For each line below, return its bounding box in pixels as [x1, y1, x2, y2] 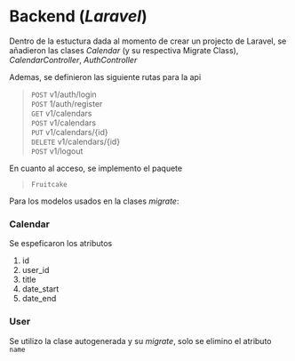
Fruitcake [30, 180, 68, 189]
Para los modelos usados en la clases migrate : [9, 196, 179, 206]
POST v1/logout [30, 145, 84, 156]
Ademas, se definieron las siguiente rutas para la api [9, 71, 202, 82]
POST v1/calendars [30, 117, 96, 128]
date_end [21, 293, 57, 304]
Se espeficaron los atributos [9, 238, 113, 249]
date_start [21, 284, 60, 294]
